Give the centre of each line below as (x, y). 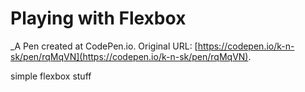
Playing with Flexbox (98, 18)
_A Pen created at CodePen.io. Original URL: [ (104, 46)
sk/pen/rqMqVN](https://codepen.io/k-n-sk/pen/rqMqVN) (129, 56)
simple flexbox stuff (51, 76)
